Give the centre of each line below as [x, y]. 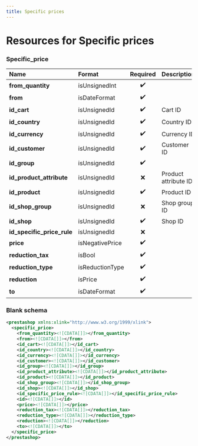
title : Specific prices [35, 11]
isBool [87, 255]
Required [143, 74]
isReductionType [101, 267]
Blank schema [27, 311]
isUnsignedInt [97, 85]
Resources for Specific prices [80, 40]
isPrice [88, 279]
